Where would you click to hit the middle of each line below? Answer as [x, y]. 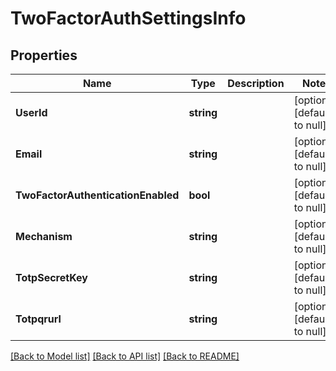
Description [256, 83]
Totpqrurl [38, 319]
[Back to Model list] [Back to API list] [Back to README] [125, 356]
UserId [31, 112]
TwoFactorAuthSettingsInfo [128, 18]
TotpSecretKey [51, 277]
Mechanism [44, 236]
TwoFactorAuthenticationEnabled [97, 195]
